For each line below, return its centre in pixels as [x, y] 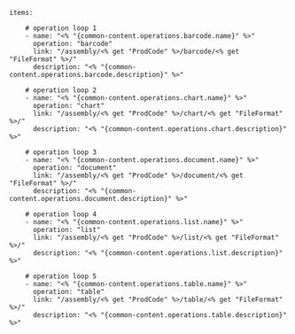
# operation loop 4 [61, 214]
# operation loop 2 [61, 90]
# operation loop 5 [61, 276]
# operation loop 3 [61, 152]
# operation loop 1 [61, 28]
